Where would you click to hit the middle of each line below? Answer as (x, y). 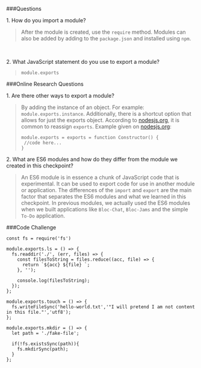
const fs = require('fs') (39, 239)
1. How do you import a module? (46, 20)
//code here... (43, 143)
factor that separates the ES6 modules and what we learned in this (104, 196)
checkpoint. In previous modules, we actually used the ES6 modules (106, 203)
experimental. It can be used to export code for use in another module (108, 184)
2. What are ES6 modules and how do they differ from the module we (92, 159)
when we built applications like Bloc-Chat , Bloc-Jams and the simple (104, 209)
